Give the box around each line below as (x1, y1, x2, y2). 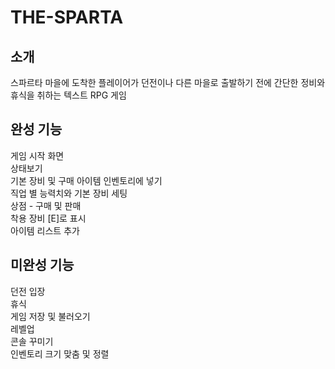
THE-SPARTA (10, 6, 124, 29)
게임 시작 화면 (10, 149, 65, 161)
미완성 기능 (10, 257, 75, 274)
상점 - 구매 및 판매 (10, 199, 82, 211)
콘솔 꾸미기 (10, 335, 54, 347)
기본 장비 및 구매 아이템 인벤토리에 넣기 (10, 174, 163, 186)
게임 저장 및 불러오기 (10, 310, 91, 322)
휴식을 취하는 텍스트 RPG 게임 (10, 89, 127, 101)
